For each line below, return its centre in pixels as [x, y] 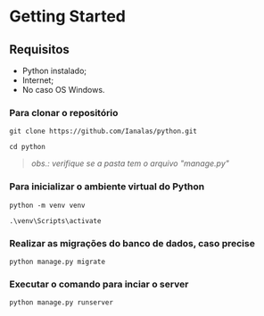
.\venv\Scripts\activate [55, 220]
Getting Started [68, 17]
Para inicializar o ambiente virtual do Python [107, 187]
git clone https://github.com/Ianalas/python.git [103, 131]
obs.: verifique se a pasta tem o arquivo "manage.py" [130, 163]
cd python [28, 147]
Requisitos [39, 50]
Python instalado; [54, 71]
